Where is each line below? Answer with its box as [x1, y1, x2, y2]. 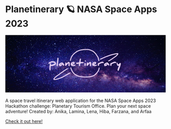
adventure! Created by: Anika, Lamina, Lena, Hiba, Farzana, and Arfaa [5, 108, 152, 114]
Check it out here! [5, 118, 43, 124]
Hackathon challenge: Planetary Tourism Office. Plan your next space [5, 102, 151, 109]
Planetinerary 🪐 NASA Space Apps [5, 4, 157, 15]
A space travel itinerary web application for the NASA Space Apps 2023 [5, 97, 156, 104]
